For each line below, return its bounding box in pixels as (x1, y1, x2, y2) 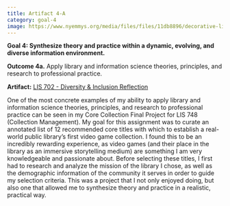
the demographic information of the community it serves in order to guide (7, 169, 215, 177)
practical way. (7, 191, 47, 199)
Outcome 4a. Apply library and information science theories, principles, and (7, 62, 222, 71)
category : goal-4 (7, 16, 57, 23)
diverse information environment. (7, 49, 105, 57)
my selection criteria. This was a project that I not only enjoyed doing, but (7, 176, 214, 185)
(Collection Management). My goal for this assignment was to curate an (7, 118, 209, 126)
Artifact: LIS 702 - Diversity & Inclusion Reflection (7, 83, 149, 91)
